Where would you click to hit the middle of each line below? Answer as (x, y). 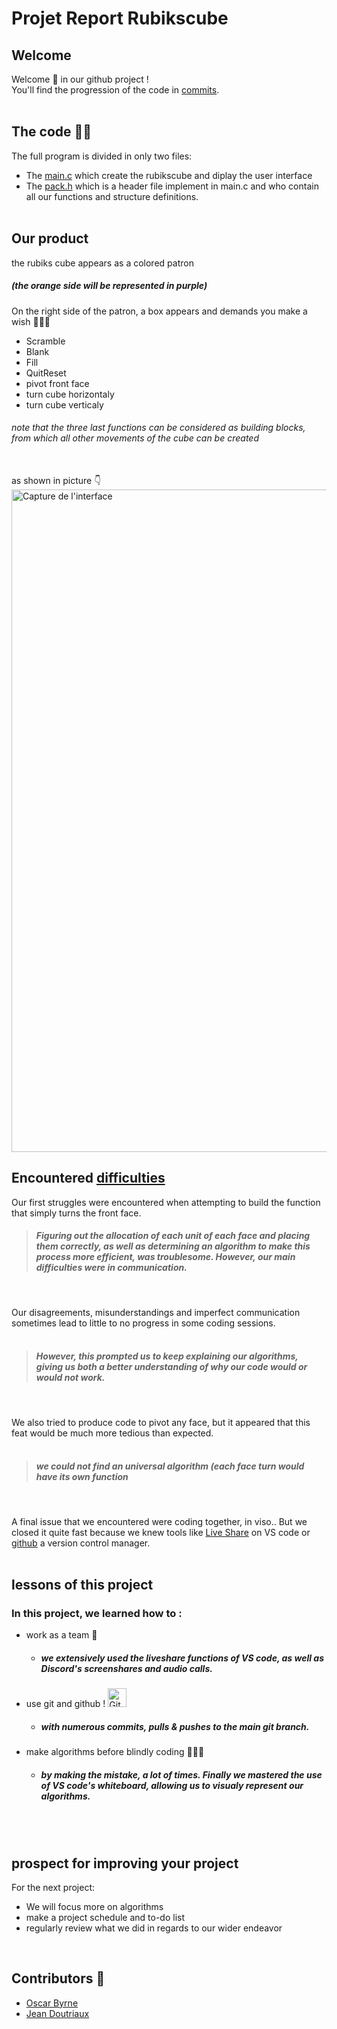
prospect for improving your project (125, 1863)
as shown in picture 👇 (56, 480)
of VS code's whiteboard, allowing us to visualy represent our (172, 1785)
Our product (50, 238)
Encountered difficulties (88, 1178)
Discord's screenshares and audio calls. (126, 1668)
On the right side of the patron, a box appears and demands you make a (159, 311)
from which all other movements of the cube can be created (135, 438)
